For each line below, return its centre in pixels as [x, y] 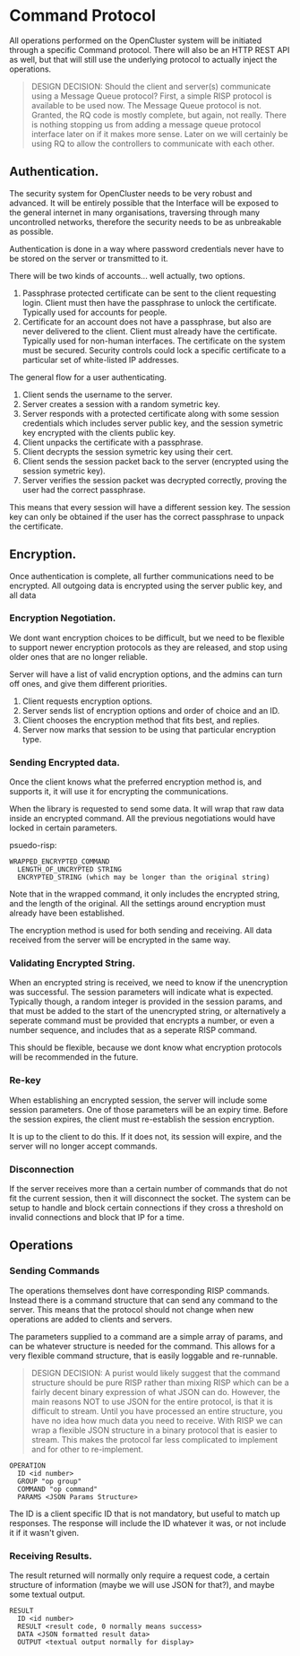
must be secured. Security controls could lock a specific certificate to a [154, 350]
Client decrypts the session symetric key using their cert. [128, 451]
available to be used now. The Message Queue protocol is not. [146, 105]
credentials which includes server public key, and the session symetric [153, 423]
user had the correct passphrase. [84, 490]
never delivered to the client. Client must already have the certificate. [150, 331]
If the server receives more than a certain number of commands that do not [149, 1189]
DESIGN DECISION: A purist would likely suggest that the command [155, 1373]
